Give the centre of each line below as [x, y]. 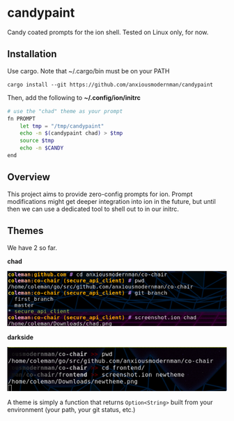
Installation [32, 54]
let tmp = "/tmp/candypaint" [62, 126]
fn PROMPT [22, 119]
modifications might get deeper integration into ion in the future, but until [111, 201]
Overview [29, 177]
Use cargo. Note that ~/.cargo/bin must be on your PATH [88, 71]
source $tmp [37, 141]
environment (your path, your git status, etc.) [71, 410]
